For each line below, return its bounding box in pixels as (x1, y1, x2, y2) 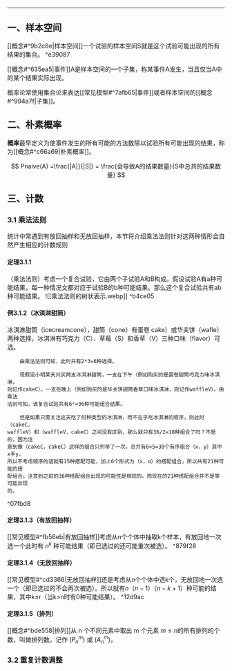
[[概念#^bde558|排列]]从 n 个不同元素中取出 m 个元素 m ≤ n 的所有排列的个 (7, 626, 220, 634)
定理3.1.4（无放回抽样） (7, 558, 76, 567)
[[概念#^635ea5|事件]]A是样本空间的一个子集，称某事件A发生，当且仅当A (7, 65, 216, 73)
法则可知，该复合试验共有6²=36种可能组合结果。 (7, 400, 126, 407)
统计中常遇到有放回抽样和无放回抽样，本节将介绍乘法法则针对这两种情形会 (7, 232, 219, 240)
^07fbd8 (7, 499, 31, 507)
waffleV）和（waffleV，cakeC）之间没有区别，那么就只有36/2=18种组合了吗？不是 (7, 429, 216, 436)
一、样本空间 (7, 22, 62, 34)
